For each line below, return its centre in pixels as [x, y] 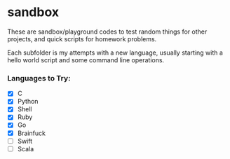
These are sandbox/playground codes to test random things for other [107, 32]
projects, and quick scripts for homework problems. [82, 39]
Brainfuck [31, 133]
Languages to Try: [39, 78]
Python [28, 102]
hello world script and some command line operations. [86, 60]
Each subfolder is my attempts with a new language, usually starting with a [115, 53]
